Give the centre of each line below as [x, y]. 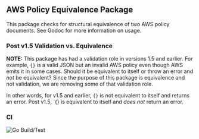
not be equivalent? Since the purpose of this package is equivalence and [96, 78]
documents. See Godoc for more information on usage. [74, 30]
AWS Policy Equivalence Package [70, 10]
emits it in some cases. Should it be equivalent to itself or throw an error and [100, 71]
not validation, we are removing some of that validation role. [80, 84]
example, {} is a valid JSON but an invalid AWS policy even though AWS [95, 65]
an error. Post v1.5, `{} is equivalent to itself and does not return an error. [95, 102]
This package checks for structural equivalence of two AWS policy [88, 24]
